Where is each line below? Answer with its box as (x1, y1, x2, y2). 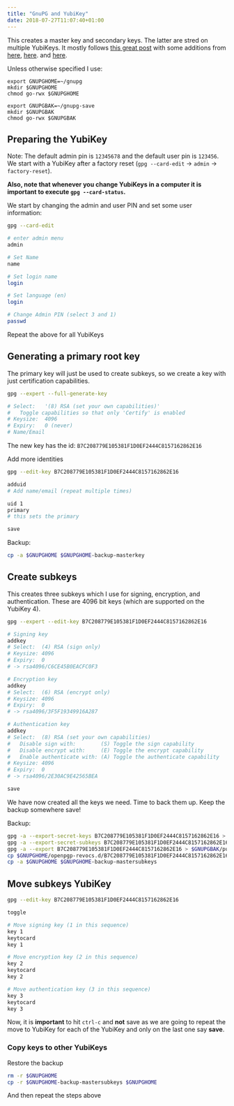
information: (7, 209, 42, 217)
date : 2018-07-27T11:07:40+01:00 (7, 17, 104, 24)
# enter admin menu (7, 235, 64, 242)
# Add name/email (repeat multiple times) (7, 487, 132, 495)
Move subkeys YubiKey (7, 878, 111, 889)
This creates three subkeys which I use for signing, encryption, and (7, 590, 201, 598)
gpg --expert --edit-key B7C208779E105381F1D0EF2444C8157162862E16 (7, 618, 208, 625)
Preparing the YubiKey (7, 133, 108, 145)
